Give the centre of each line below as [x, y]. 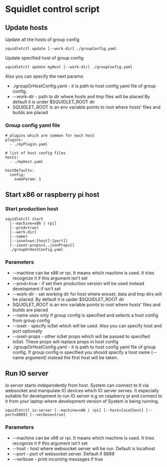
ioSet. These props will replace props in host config [65, 342]
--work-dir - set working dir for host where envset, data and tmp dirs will [87, 294]
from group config [31, 320]
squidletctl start [24, 219]
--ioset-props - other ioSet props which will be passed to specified [81, 336]
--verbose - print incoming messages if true [58, 459]
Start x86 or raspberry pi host [52, 195]
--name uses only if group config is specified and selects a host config [85, 315]
